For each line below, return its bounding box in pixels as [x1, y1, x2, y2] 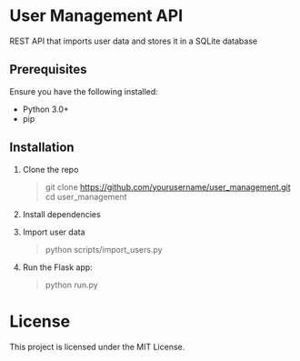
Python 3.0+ [22, 104, 70, 115]
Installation [9, 140, 75, 155]
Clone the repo [22, 164, 79, 175]
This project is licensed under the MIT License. [9, 341, 185, 352]
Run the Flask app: [22, 261, 93, 273]
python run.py [45, 279, 98, 290]
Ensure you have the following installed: [9, 85, 159, 96]
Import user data [22, 226, 85, 237]
